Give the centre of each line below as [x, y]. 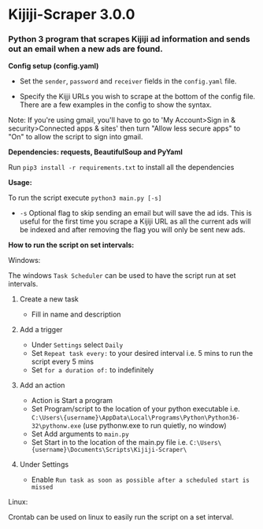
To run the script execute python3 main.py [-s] [85, 198]
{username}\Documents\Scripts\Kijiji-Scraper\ [109, 450]
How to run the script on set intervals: [71, 245]
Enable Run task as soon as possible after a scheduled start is [140, 480]
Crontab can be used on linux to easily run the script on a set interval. [121, 517]
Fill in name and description [76, 314]
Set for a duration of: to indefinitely [93, 370]
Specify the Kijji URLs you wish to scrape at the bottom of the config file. [137, 97]
